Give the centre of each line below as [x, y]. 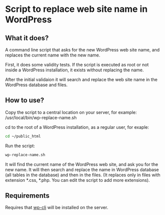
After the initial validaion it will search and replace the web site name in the [81, 80]
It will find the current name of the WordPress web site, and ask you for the [82, 164]
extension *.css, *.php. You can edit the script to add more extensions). [78, 180]
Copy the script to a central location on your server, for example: [71, 112]
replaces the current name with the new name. [53, 55]
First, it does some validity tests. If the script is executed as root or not [77, 65]
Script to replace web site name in [76, 9]
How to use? [25, 100]
